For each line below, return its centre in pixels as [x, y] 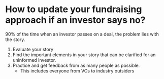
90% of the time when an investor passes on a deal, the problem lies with [82, 34]
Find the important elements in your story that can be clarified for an [84, 55]
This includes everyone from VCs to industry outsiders [77, 71]
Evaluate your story [33, 49]
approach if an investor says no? [75, 20]
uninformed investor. [34, 60]
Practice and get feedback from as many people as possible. [76, 65]
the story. [15, 39]
